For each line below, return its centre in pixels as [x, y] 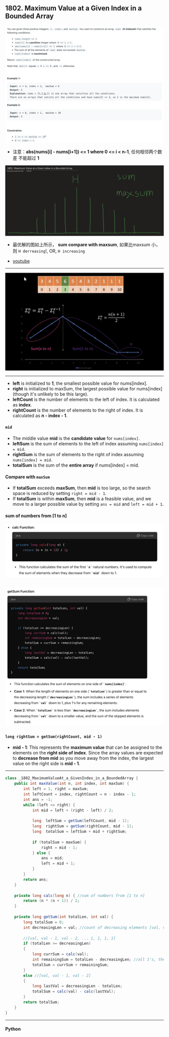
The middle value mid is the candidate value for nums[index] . [76, 438]
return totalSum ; [41, 1002]
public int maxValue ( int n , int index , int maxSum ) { [72, 784]
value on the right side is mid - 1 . [46, 763]
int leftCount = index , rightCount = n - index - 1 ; [80, 794]
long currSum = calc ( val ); [60, 954]
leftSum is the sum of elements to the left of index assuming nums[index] [88, 443]
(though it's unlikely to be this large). [50, 394]
